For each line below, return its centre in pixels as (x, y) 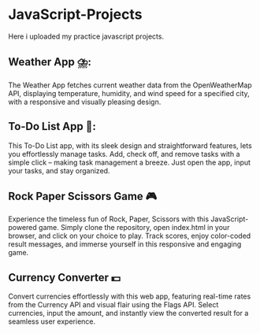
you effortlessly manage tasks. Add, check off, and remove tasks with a (124, 154)
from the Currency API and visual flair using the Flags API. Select (113, 305)
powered (22, 228)
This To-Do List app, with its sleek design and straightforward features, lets (130, 145)
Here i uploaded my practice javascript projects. (86, 36)
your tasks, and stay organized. (59, 170)
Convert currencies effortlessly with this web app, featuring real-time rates (130, 296)
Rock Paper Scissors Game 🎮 (83, 196)
